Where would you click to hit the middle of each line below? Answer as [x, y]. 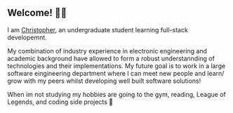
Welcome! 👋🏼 [37, 13]
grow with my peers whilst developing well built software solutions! [104, 81]
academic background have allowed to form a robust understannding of [111, 58]
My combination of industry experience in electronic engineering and [107, 51]
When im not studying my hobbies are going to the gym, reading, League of [116, 94]
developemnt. [27, 37]
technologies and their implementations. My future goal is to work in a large [116, 66]
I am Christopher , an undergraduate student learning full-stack [98, 29]
